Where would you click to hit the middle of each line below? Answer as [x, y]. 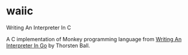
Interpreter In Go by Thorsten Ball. [48, 45]
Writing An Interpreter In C [39, 27]
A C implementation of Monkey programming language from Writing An [94, 39]
